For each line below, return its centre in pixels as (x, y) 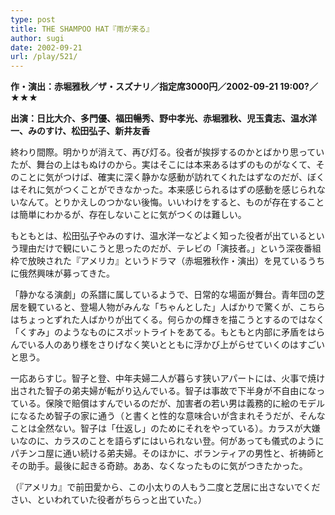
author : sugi (37, 38)
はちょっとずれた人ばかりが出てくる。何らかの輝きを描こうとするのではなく (167, 320)
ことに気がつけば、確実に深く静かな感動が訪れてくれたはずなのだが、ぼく (171, 177)
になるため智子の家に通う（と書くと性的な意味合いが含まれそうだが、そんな (168, 416)
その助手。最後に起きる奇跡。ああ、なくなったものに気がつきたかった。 (159, 466)
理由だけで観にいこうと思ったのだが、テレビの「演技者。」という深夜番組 (170, 248)
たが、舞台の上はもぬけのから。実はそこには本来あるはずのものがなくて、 (163, 165)
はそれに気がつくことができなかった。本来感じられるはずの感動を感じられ (163, 190)
